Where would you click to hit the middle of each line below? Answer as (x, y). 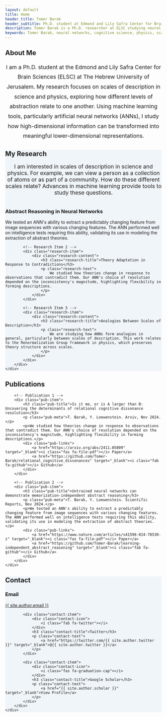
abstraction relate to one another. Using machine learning (83, 106)
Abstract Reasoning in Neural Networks (54, 211)
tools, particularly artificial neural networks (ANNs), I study (83, 116)
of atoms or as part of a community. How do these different (83, 179)
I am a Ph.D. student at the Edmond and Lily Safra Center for (83, 67)
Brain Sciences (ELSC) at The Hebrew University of (83, 77)
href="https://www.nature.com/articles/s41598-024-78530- (100, 535)
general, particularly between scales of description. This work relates (83, 338)
